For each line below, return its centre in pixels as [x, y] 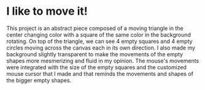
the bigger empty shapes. [39, 80]
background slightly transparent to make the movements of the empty [95, 54]
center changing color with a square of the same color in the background [99, 34]
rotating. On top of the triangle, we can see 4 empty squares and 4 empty [99, 41]
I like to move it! [47, 11]
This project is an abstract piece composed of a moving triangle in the [95, 28]
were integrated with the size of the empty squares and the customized [97, 67]
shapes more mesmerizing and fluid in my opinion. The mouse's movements [103, 61]
